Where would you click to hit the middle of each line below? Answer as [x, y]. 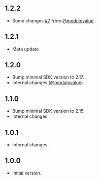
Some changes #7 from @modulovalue [53, 20]
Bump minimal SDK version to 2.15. [48, 111]
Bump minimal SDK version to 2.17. [48, 77]
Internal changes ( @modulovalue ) [47, 83]
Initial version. [27, 173]
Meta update [25, 49]
